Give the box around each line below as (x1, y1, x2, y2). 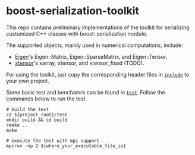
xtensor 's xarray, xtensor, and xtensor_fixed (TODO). (14, 59, 144, 67)
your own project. (6, 77, 49, 84)
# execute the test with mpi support (6, 138, 100, 144)
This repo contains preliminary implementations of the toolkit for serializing (6, 24, 190, 31)
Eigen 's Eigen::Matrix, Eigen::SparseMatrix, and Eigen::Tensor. (14, 53, 168, 60)
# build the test (6, 106, 49, 112)
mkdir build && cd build (6, 117, 68, 123)
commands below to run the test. (6, 95, 87, 102)
